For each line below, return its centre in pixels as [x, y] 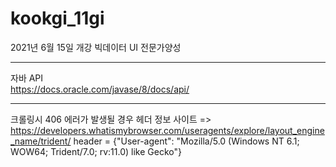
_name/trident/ [41, 141]
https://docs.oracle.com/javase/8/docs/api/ [100, 89]
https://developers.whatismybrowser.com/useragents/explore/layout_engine [167, 130]
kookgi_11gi [57, 18]
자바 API [27, 78]
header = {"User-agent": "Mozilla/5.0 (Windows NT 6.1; [186, 141]
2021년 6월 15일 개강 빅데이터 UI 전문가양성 [96, 47]
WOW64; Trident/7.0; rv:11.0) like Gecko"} [96, 151]
